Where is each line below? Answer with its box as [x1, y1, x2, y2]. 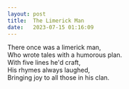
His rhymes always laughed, [7, 66, 91, 75]
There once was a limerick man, [7, 43, 101, 52]
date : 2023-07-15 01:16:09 [7, 23, 94, 31]
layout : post [7, 10, 46, 18]
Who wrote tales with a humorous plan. [7, 51, 123, 59]
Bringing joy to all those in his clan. [7, 73, 110, 82]
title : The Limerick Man [7, 17, 84, 24]
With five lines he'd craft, [7, 58, 81, 67]
